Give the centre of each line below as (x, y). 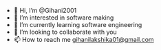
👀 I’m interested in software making (64, 18)
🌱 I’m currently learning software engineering (78, 25)
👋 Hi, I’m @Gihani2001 (45, 10)
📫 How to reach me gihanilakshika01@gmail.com (84, 40)
